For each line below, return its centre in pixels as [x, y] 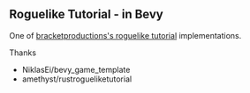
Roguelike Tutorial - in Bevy [86, 14]
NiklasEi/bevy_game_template [76, 69]
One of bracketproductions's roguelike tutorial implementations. [125, 35]
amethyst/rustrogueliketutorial [77, 79]
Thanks [23, 53]
